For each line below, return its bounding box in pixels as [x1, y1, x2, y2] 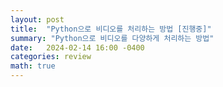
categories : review [10, 52, 92, 62]
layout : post [10, 14, 65, 25]
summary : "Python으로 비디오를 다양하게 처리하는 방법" [10, 33, 215, 43]
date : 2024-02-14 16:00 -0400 [10, 42, 145, 53]
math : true [10, 61, 56, 71]
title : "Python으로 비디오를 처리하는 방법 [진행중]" [10, 24, 212, 34]
